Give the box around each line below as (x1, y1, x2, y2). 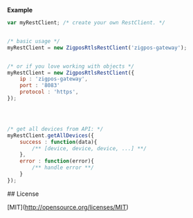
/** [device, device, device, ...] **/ (32, 145, 147, 152)
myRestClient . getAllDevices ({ (7, 131, 95, 139)
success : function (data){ (19, 138, 98, 145)
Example (7, 6, 33, 14)
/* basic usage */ (7, 37, 60, 44)
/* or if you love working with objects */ (7, 62, 135, 70)
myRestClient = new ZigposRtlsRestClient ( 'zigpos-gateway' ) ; (7, 44, 187, 51)
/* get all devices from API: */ (7, 125, 104, 132)
